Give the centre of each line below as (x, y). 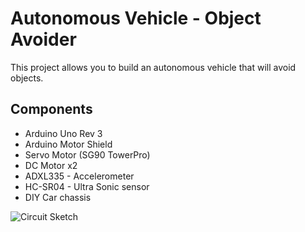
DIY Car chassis (58, 197)
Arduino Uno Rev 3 (63, 133)
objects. (27, 78)
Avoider (43, 39)
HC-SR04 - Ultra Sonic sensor (87, 186)
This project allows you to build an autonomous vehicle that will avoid (153, 67)
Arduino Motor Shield (68, 144)
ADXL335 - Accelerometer (79, 176)
